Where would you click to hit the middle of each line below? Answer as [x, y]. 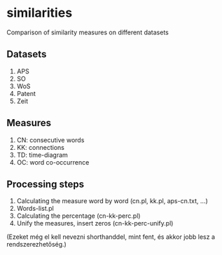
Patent [26, 93]
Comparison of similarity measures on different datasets [88, 32]
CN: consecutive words [50, 140]
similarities [40, 13]
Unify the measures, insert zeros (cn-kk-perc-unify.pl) [95, 223]
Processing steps [46, 184]
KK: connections [40, 147]
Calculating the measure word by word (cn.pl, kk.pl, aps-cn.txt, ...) [112, 201]
